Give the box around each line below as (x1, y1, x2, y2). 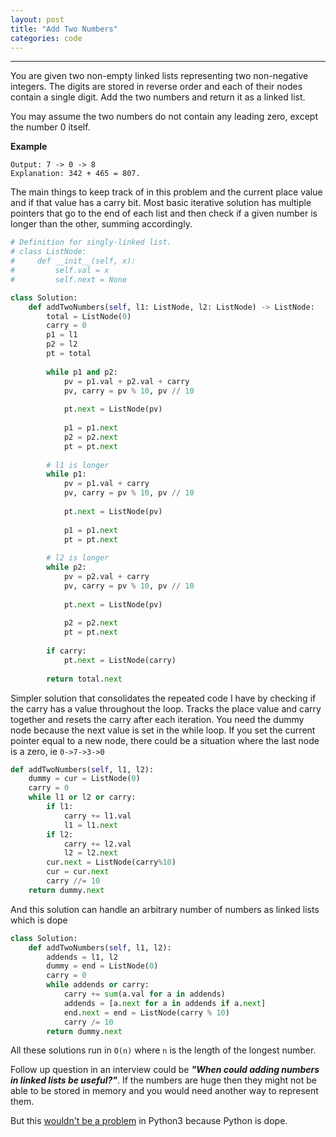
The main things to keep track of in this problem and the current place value (10, 186, 323, 198)
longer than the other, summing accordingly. (10, 218, 193, 230)
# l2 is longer (46, 553, 110, 563)
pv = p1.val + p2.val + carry (63, 376, 190, 386)
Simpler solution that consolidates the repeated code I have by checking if (10, 692, 317, 704)
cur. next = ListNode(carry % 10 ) (46, 857, 177, 868)
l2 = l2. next (63, 848, 118, 858)
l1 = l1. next (63, 820, 118, 830)
